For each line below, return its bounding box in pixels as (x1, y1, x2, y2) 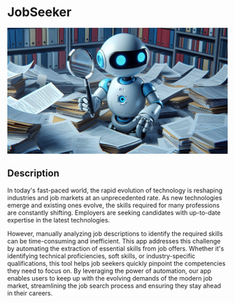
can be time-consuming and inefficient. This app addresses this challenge (7, 237, 221, 245)
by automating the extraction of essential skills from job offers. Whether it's (7, 244, 225, 253)
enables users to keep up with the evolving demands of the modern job (7, 274, 213, 282)
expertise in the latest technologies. (7, 216, 111, 224)
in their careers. (7, 288, 53, 297)
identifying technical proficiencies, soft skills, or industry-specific (7, 251, 196, 260)
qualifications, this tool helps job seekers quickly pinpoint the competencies (7, 259, 226, 267)
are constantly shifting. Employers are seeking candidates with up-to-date (7, 208, 221, 217)
